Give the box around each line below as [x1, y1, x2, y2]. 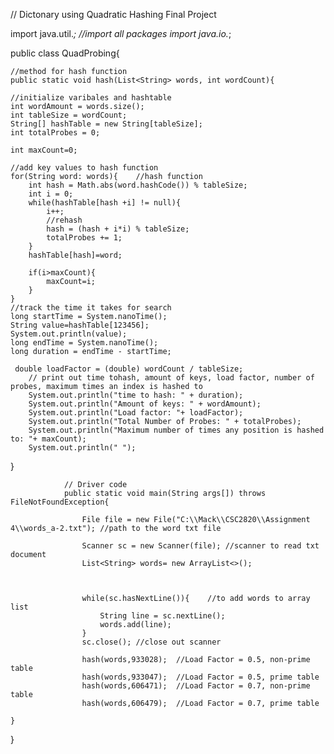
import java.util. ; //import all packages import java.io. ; [10, 28, 232, 39]
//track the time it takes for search [10, 303, 172, 313]
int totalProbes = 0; [10, 128, 101, 138]
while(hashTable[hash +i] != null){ [28, 198, 182, 208]
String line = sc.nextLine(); [99, 611, 226, 621]
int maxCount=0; [10, 145, 78, 155]
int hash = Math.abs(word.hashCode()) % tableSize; [28, 180, 248, 190]
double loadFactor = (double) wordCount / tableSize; [14, 364, 244, 374]
